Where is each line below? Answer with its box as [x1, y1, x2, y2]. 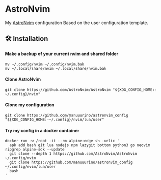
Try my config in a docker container [5, 127, 80, 133]
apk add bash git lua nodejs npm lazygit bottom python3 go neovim [9, 143, 151, 148]
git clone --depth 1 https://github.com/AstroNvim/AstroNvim [9, 151, 137, 156]
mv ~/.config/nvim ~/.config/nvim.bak [5, 61, 84, 67]
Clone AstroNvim [5, 76, 41, 82]
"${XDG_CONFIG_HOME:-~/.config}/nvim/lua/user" [5, 117, 105, 122]
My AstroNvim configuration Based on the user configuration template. [5, 20, 149, 26]
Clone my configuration [5, 102, 54, 108]
